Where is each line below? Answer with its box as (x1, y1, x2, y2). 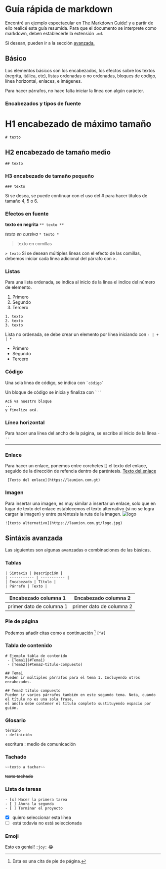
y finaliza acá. (5, 407, 39, 412)
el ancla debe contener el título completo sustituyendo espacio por (5, 701, 152, 706)
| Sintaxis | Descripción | (5, 571, 63, 576)
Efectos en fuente (5, 210, 49, 217)
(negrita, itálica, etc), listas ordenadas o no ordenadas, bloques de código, (5, 73, 157, 79)
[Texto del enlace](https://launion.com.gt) (7, 478, 100, 483)
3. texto (5, 323, 23, 328)
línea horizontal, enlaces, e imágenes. (5, 78, 83, 84)
